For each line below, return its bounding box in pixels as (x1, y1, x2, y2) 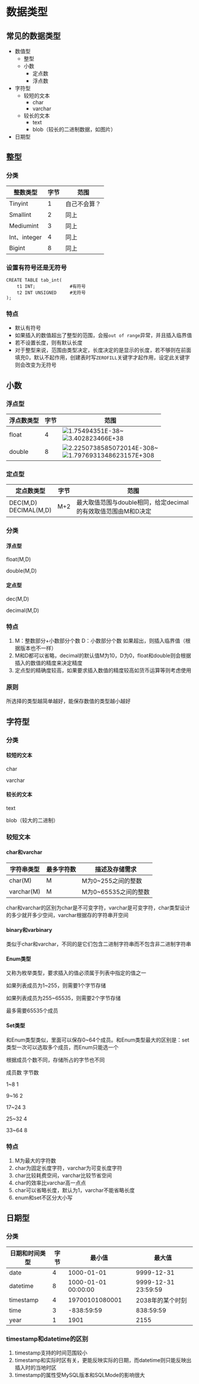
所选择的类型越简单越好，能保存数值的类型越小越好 (6, 697, 131, 705)
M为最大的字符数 (14, 1156, 56, 1164)
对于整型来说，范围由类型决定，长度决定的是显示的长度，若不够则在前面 (14, 347, 191, 354)
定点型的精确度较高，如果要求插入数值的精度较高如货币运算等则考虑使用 (14, 667, 191, 674)
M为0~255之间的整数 (82, 877, 142, 885)
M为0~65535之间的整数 (82, 888, 150, 896)
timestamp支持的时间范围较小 (14, 1349, 88, 1356)
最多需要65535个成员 (6, 1007, 59, 1014)
